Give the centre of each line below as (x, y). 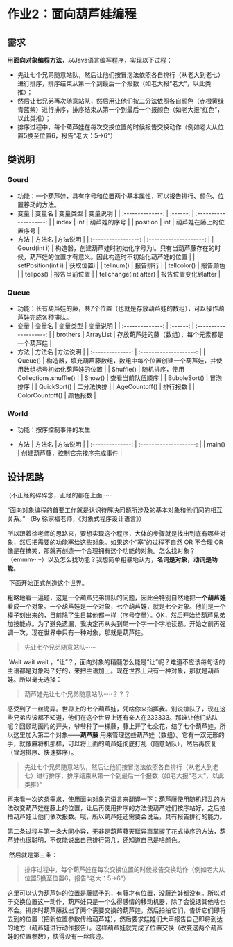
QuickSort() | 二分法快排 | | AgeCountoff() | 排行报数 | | (117, 386)
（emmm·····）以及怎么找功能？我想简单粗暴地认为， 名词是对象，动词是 (110, 559)
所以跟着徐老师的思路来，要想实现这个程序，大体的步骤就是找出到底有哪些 (113, 534)
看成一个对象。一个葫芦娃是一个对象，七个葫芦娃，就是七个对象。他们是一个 (116, 607)
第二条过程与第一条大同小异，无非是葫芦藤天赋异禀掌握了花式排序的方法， (113, 832)
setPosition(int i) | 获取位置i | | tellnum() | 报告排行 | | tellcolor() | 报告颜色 (121, 265)
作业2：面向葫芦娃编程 (72, 14)
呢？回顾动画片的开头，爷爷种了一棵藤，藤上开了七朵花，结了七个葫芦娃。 (113, 726)
